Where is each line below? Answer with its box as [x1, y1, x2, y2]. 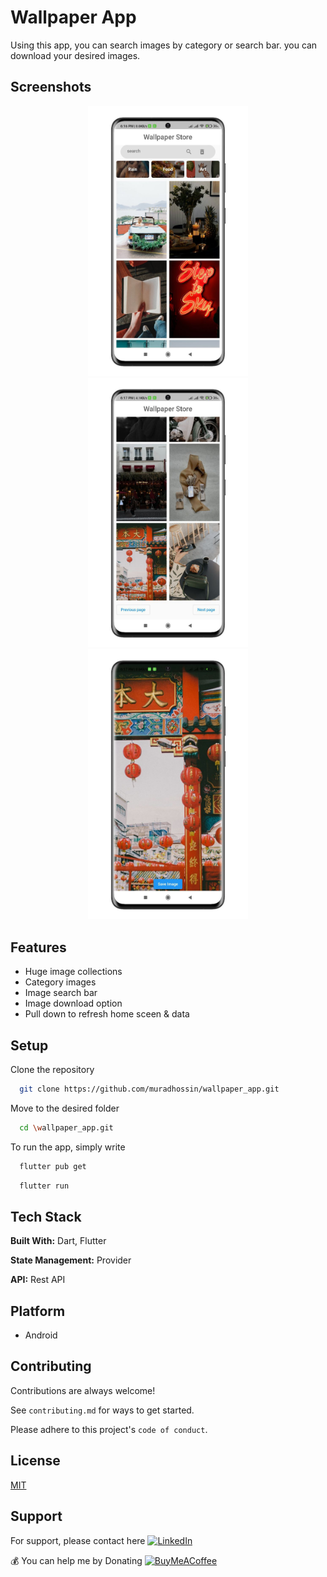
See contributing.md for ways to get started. [10, 1404, 195, 1416]
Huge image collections [24, 966, 123, 978]
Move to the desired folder [10, 1102, 120, 1114]
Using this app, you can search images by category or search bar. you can [10, 39, 318, 51]
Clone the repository [10, 1063, 95, 1075]
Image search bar [24, 987, 98, 999]
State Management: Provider [10, 1254, 132, 1266]
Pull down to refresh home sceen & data [24, 1008, 190, 1020]
